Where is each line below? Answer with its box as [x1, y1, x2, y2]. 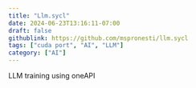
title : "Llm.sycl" [8, 11, 70, 20]
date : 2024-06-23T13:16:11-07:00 [8, 19, 120, 27]
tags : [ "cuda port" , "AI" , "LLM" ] [8, 42, 125, 50]
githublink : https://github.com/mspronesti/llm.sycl [8, 34, 189, 42]
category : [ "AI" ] [8, 49, 67, 57]
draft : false [8, 26, 52, 34]
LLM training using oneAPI [8, 71, 96, 80]
